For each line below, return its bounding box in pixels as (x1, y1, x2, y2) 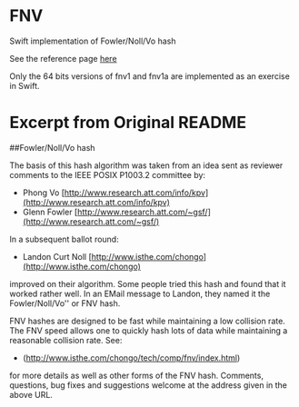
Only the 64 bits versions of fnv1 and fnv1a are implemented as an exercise (9, 70, 291, 82)
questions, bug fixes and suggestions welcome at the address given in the (9, 379, 288, 391)
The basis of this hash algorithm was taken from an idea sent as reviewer (9, 160, 284, 171)
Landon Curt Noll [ (22, 251, 93, 262)
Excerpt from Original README (9, 113, 247, 133)
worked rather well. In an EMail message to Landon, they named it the (9, 288, 271, 299)
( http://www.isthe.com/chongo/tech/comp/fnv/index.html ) (22, 352, 241, 363)
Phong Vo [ (22, 187, 65, 198)
